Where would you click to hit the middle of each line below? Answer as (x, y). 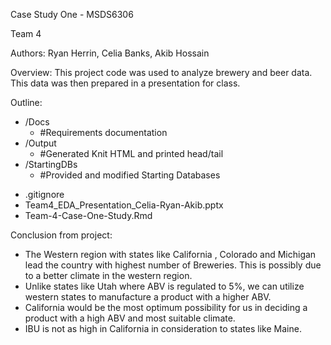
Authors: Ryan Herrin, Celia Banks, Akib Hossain (110, 53)
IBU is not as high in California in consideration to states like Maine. (163, 328)
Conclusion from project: (61, 235)
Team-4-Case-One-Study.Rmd (88, 215)
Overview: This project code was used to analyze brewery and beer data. (161, 72)
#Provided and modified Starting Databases (130, 175)
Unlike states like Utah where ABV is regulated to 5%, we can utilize (164, 286)
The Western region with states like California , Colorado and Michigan (170, 254)
